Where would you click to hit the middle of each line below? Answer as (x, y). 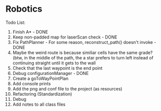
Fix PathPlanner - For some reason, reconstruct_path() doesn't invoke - (84, 42)
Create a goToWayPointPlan (40, 78)
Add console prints (31, 83)
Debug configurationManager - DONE (51, 73)
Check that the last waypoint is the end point (58, 68)
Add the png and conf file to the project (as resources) (67, 89)
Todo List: (16, 22)
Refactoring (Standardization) (42, 94)
